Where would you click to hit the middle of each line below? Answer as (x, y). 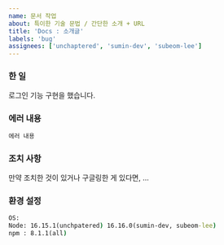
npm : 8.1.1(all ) (38, 233)
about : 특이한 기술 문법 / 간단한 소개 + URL (77, 24)
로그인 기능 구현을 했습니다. (52, 95)
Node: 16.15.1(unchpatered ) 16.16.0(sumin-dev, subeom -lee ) (113, 226)
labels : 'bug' (33, 39)
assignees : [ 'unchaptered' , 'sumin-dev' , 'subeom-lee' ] (105, 46)
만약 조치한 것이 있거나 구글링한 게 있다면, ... (79, 177)
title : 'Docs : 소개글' (46, 31)
